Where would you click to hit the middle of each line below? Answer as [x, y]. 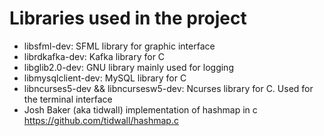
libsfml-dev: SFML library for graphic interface [119, 46]
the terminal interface [68, 99]
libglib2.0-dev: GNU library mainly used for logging [128, 67]
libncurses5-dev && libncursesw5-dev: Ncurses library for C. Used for [168, 88]
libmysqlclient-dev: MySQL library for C [105, 78]
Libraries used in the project [128, 18]
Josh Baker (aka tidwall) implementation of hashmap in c [140, 109]
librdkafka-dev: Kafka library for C [94, 56]
